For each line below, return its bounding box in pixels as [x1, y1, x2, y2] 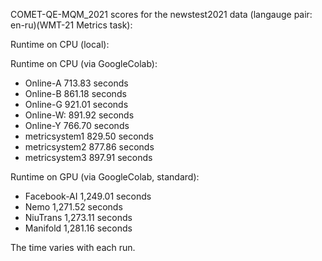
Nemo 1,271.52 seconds [24, 201, 123, 213]
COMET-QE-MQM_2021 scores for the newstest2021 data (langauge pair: [10, 9, 313, 20]
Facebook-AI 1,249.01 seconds [24, 190, 152, 202]
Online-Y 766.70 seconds [24, 120, 130, 131]
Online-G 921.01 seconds [24, 99, 129, 110]
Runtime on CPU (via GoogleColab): [10, 58, 158, 69]
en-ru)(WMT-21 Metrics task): [10, 19, 133, 31]
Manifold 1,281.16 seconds [24, 222, 133, 234]
